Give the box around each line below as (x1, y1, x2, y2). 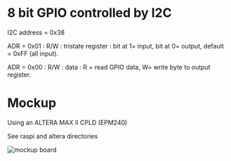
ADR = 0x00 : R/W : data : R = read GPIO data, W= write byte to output (7, 63, 211, 71)
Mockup (7, 95, 57, 111)
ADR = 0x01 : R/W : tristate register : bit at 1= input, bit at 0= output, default (7, 41, 225, 50)
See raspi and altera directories (7, 131, 98, 140)
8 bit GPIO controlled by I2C (7, 5, 172, 21)
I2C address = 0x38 (7, 28, 65, 37)
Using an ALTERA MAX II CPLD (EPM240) (7, 118, 128, 127)
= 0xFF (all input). (7, 49, 59, 58)
